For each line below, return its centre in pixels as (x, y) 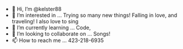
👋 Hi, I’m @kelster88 (37, 9)
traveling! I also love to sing (45, 21)
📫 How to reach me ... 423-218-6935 (58, 40)
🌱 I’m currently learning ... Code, (51, 27)
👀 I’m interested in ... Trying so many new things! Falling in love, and (94, 15)
